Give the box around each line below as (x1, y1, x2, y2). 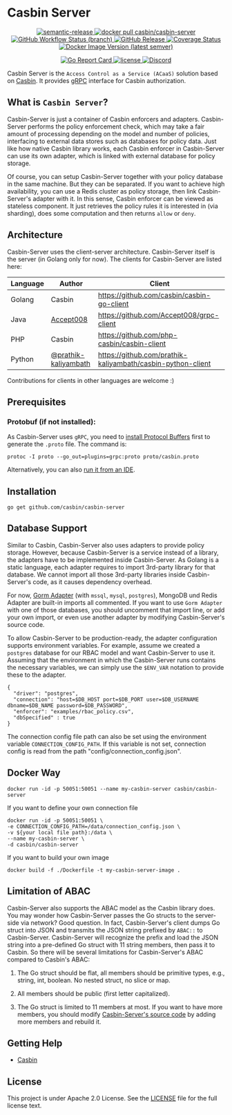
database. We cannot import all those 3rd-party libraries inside (7, 570, 186, 579)
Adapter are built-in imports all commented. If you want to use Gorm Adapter (7, 598, 223, 606)
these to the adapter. (7, 671, 67, 679)
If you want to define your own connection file (7, 803, 138, 812)
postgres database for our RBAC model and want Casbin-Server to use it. (7, 648, 215, 657)
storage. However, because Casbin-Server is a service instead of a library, (7, 548, 219, 556)
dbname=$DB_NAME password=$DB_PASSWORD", (7, 702, 128, 709)
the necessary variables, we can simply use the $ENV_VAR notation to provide (7, 663, 224, 671)
